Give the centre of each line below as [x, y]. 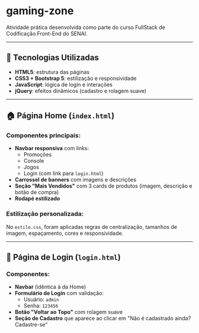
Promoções [38, 154]
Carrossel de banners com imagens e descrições [76, 180]
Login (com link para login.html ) [63, 173]
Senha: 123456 [41, 306]
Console [34, 161]
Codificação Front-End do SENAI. [47, 33]
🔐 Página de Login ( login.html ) [64, 258]
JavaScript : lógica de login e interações [63, 85]
